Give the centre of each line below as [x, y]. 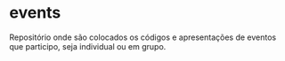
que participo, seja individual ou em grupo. [88, 46]
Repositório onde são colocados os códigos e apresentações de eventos [143, 37]
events [35, 13]
